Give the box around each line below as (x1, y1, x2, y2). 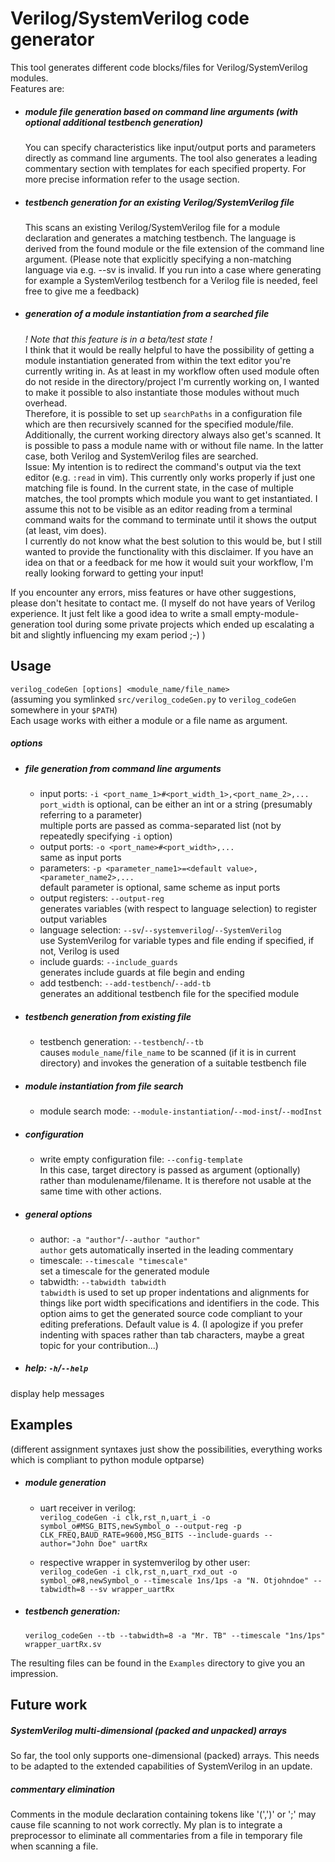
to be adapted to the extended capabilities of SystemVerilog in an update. (10, 1760, 313, 1772)
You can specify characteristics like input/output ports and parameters (24, 141, 317, 153)
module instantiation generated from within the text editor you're (24, 354, 292, 366)
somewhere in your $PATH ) (10, 703, 118, 716)
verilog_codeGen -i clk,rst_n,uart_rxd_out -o (39, 1567, 238, 1577)
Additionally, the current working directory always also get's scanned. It (24, 428, 322, 441)
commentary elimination (10, 1783, 116, 1795)
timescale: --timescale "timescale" (39, 1254, 188, 1266)
